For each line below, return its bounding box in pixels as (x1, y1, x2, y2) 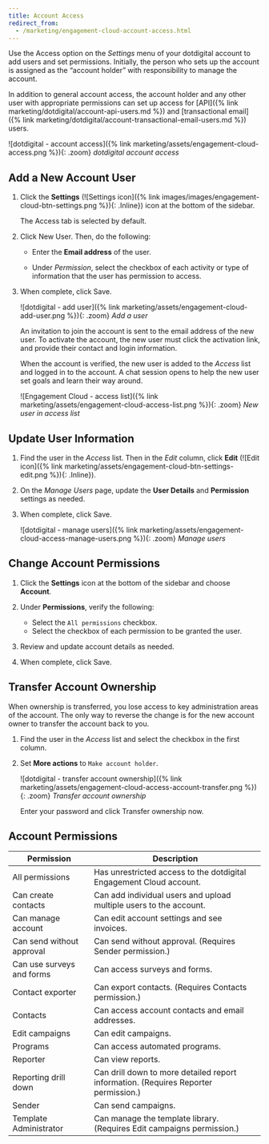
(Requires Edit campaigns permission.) (93, 1123, 240, 1134)
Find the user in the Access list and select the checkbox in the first (19, 734, 240, 743)
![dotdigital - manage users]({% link (19, 526, 139, 534)
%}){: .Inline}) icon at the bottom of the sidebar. (98, 201, 255, 211)
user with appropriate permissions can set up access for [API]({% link (8, 98, 239, 108)
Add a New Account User (8, 171, 136, 184)
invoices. (93, 923, 128, 934)
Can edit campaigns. (93, 1028, 171, 1039)
